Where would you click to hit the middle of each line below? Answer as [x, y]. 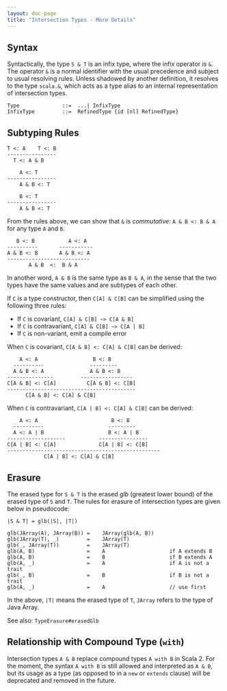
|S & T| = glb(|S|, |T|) [42, 521]
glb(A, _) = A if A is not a [108, 563]
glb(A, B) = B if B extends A [110, 557]
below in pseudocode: [38, 509]
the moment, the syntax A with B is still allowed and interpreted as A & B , [110, 666]
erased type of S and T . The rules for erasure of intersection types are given [114, 501]
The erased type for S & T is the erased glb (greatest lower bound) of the [110, 494]
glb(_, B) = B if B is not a [108, 575]
